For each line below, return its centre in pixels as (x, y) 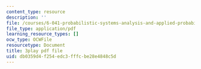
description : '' (26, 17)
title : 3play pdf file (34, 51)
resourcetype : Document (36, 46)
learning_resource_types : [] (42, 34)
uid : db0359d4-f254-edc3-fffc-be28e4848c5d (61, 56)
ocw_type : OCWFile (29, 40)
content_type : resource (36, 12)
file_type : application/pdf (41, 28)
